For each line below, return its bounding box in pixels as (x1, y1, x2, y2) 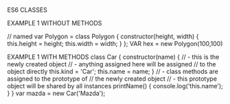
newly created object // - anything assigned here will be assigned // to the (7, 60, 216, 68)
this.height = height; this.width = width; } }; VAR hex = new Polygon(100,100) (7, 40, 223, 47)
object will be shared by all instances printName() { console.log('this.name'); (7, 82, 223, 90)
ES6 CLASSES (7, 6, 48, 14)
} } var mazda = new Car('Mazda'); (7, 89, 106, 97)
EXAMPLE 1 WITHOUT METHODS (7, 19, 102, 27)
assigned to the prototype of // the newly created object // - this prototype (7, 75, 218, 83)
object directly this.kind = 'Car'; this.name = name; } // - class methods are (7, 68, 218, 75)
